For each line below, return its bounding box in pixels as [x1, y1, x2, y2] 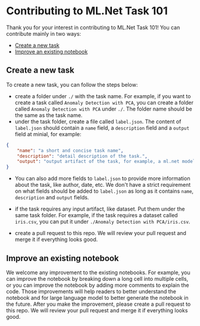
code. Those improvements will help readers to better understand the [6, 287, 177, 295]
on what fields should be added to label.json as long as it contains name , [14, 187, 194, 195]
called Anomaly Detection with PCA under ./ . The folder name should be [14, 105, 192, 112]
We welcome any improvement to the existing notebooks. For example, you [6, 269, 190, 276]
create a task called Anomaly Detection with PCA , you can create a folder [14, 99, 193, 106]
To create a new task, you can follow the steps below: [6, 81, 138, 88]
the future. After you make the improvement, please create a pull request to [6, 300, 191, 308]
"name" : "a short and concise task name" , [17, 148, 124, 153]
